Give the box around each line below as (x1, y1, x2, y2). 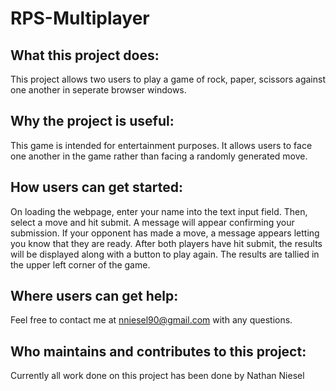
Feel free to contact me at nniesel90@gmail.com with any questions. (10, 314, 293, 326)
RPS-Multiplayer (10, 7, 150, 30)
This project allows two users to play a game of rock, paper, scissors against (10, 73, 326, 85)
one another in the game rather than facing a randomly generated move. (10, 150, 308, 162)
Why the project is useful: (10, 113, 175, 130)
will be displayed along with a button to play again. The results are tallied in (10, 248, 320, 260)
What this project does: (10, 47, 160, 64)
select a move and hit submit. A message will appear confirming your (10, 216, 295, 228)
